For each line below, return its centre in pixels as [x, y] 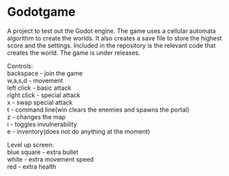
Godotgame [41, 12]
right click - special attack [44, 95]
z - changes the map [37, 116]
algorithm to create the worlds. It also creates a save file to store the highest [114, 38]
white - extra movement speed [50, 159]
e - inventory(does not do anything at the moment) [79, 131]
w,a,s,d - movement [35, 80]
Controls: [20, 66]
